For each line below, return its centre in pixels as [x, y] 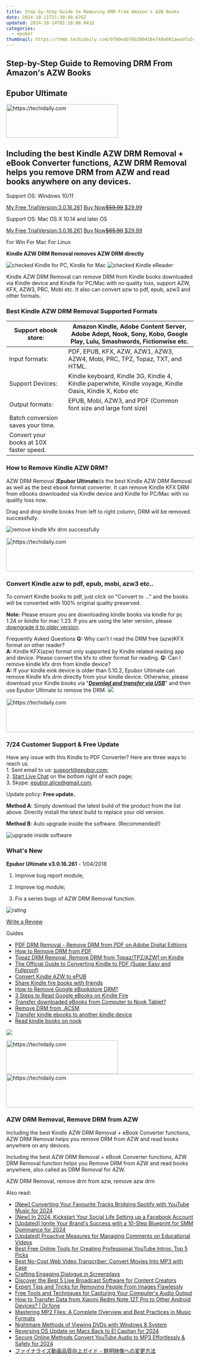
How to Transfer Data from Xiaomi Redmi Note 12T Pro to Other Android [103, 1299]
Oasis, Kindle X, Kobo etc [103, 391]
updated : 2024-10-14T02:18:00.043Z [50, 23]
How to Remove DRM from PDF [53, 951]
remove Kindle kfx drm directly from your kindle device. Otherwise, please [97, 676]
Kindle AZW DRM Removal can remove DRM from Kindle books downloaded [99, 277]
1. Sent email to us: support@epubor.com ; [57, 770]
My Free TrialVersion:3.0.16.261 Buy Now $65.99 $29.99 [74, 231]
